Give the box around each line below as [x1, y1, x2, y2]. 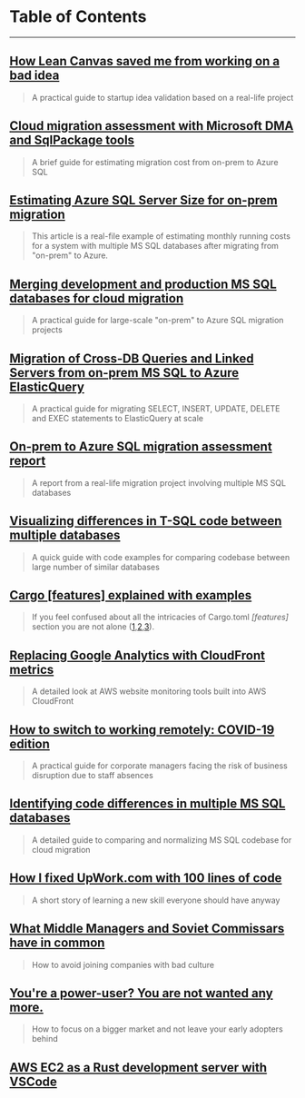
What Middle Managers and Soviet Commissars [9, 921, 285, 936]
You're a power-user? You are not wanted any [9, 985, 274, 1001]
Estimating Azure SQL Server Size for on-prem [9, 193, 279, 208]
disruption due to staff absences [31, 770, 154, 781]
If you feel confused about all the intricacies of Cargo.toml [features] [31, 611, 289, 623]
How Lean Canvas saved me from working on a [9, 54, 280, 69]
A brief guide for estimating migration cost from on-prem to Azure [31, 156, 279, 167]
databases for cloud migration [9, 291, 184, 306]
